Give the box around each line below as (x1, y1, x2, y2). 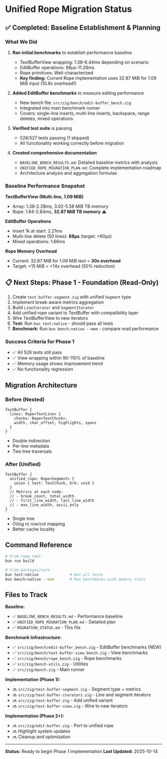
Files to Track (5, 590, 48, 599)
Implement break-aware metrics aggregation (12, 299, 104, 305)
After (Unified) (5, 461, 41, 468)
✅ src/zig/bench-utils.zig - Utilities (12, 661, 88, 667)
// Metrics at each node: (9, 490, 64, 495)
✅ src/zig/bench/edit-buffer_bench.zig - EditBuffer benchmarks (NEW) (12, 644, 162, 650)
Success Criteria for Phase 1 (5, 338, 75, 345)
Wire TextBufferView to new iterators (12, 315, 88, 321)
